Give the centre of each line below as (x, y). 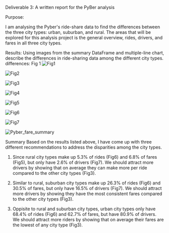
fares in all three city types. (34, 43)
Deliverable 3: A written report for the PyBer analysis (60, 7)
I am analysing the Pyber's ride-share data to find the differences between (83, 27)
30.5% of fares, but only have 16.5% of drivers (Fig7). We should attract (87, 188)
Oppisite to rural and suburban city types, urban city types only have (84, 209)
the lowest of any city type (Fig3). (48, 225)
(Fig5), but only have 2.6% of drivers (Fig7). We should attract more (83, 162)
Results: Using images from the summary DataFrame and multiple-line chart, (85, 53)
